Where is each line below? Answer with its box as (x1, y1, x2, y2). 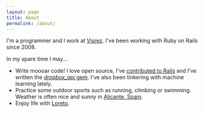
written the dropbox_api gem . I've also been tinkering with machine (15, 74, 185, 81)
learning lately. (15, 80, 52, 87)
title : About (6, 15, 40, 21)
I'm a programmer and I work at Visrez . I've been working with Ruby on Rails (6, 37, 198, 45)
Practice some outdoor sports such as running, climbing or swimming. (15, 87, 192, 94)
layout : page (6, 9, 40, 15)
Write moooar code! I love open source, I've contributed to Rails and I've (15, 67, 197, 75)
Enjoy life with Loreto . (15, 100, 70, 107)
